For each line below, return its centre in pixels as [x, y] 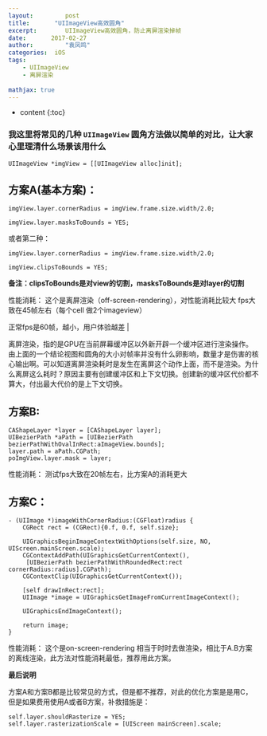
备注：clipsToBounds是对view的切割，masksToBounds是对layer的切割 [126, 283]
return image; [46, 626]
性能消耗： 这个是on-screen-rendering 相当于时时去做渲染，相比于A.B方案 [130, 648]
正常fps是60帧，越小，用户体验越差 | [69, 327]
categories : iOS [37, 53]
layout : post [44, 16]
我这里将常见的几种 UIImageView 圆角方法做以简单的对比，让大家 [131, 135]
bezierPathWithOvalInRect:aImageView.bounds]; [87, 445]
